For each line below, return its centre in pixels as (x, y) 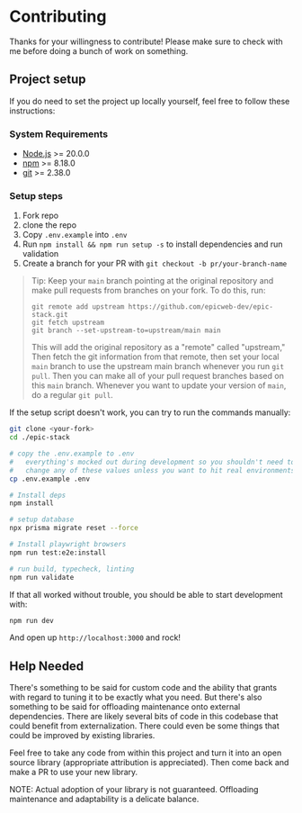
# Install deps (38, 495)
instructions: (32, 111)
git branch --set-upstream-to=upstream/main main (126, 330)
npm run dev (31, 620)
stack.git (50, 315)
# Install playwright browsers (68, 545)
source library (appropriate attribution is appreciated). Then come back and (149, 763)
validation (40, 254)
